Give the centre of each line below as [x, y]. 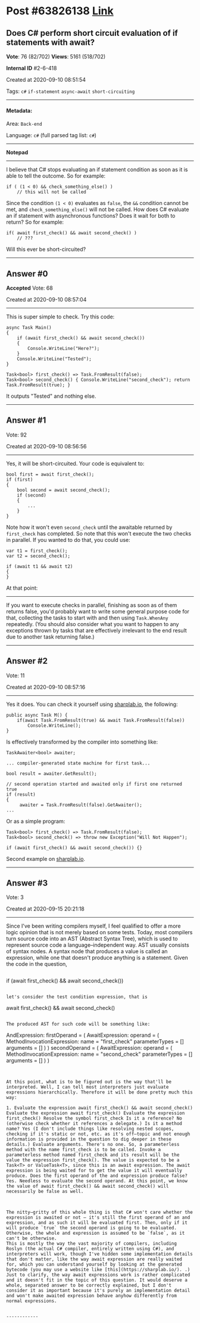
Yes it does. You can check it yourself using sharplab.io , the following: [92, 704]
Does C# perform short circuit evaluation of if [92, 33]
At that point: [22, 588]
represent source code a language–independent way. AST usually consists [98, 945]
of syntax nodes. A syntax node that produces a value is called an [87, 952]
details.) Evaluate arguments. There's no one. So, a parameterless [93, 1145]
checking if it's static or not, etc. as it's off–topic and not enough [98, 1134]
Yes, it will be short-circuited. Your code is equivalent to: [75, 463]
